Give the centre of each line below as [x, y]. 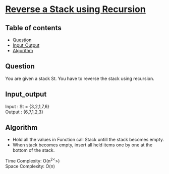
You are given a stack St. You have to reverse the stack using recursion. [80, 78]
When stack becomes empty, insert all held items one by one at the [82, 145]
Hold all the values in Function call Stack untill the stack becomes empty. [88, 140]
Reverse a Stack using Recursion [76, 9]
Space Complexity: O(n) [30, 166]
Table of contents [33, 28]
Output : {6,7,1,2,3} [24, 112]
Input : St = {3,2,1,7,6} [27, 106]
